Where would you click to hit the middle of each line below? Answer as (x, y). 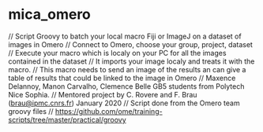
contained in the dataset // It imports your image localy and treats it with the (131, 61)
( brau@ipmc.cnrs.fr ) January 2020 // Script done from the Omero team (124, 103)
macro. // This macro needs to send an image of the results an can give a (127, 69)
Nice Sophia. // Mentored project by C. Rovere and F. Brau (103, 94)
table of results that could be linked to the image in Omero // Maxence (122, 78)
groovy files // (31, 111)
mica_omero (49, 15)
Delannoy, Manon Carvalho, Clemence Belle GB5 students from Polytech (126, 86)
